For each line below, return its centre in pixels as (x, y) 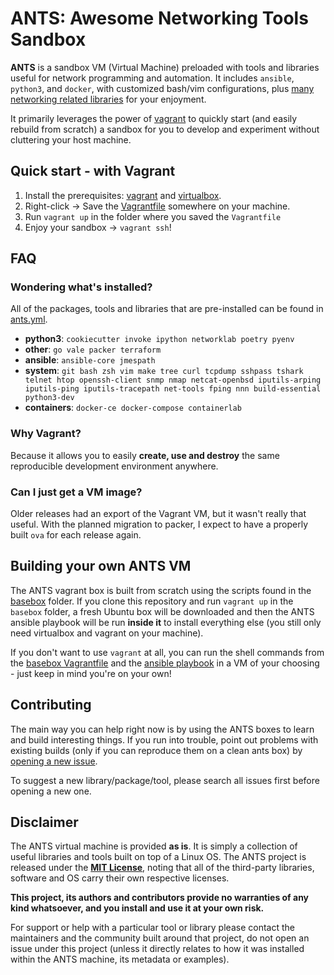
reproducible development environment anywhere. (114, 466)
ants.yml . (29, 319)
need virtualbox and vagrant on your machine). (107, 633)
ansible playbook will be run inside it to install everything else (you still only (166, 622)
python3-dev (49, 398)
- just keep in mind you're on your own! (91, 673)
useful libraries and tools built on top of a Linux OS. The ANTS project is (158, 857)
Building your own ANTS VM (101, 566)
